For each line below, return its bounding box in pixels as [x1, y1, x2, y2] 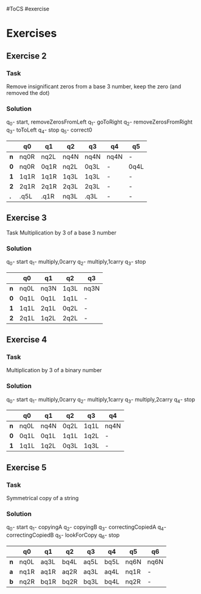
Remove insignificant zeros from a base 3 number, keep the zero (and [6, 82, 182, 90]
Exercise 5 [6, 462, 47, 473]
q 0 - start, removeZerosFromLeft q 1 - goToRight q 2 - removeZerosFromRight [6, 118, 193, 127]
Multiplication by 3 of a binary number [6, 367, 102, 374]
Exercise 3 [6, 213, 47, 223]
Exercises [6, 27, 57, 40]
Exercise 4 [6, 334, 48, 345]
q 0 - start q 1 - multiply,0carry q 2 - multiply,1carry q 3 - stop [6, 258, 146, 267]
